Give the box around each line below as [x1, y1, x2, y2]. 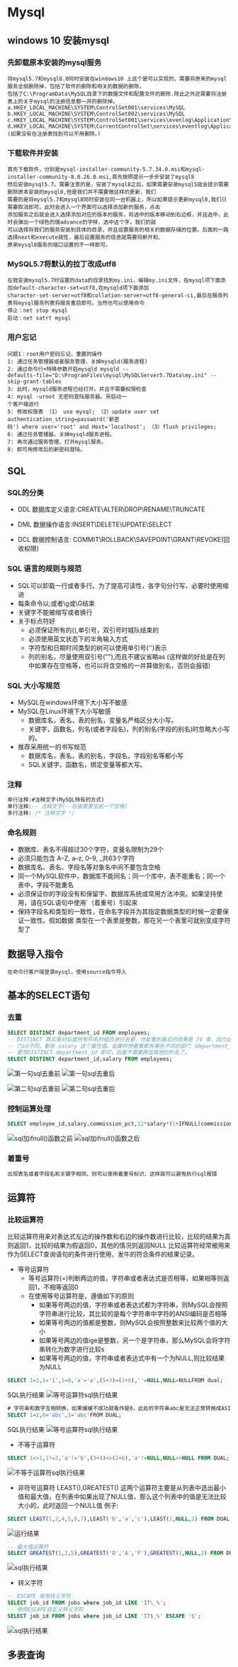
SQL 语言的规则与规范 [7, 564, 82, 574]
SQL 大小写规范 [7, 680, 60, 690]
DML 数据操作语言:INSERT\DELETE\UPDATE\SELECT [17, 520, 172, 529]
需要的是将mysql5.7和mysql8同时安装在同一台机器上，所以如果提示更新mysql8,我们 [7, 196, 222, 203]
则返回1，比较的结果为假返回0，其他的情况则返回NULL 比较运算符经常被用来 [7, 1241, 231, 1250]
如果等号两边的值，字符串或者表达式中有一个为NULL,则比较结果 [38, 1354, 225, 1362]
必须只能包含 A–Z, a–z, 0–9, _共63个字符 [17, 854, 135, 863]
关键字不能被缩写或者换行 [17, 608, 93, 617]
